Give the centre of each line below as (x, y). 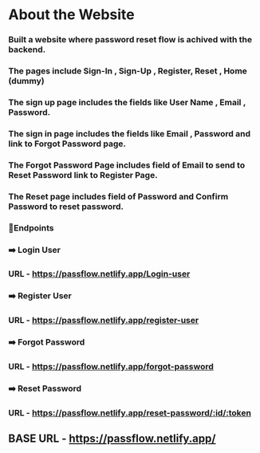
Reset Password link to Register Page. (83, 175)
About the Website (72, 15)
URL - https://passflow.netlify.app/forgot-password (111, 367)
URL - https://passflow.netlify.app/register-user (104, 321)
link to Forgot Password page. (67, 144)
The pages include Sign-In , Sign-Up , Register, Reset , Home (128, 71)
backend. (27, 49)
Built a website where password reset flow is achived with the (130, 40)
